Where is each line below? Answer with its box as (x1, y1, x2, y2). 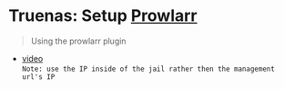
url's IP (21, 72, 56, 82)
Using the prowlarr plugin (30, 35, 127, 46)
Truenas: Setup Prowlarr (8, 5, 198, 26)
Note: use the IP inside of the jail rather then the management (21, 64, 275, 74)
